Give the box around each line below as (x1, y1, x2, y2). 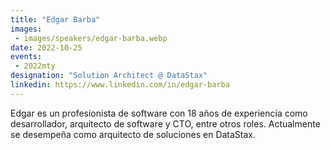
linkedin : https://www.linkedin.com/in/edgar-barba (10, 80, 230, 90)
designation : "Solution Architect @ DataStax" (10, 71, 208, 81)
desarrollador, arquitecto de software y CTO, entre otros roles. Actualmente (10, 117, 321, 130)
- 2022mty (14, 61, 56, 71)
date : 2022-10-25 (10, 42, 83, 53)
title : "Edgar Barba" (10, 14, 101, 25)
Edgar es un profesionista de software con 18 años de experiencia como (10, 107, 308, 119)
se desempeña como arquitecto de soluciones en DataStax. (10, 128, 257, 140)
